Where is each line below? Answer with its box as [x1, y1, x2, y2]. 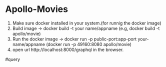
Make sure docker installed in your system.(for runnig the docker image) [12, 20, 161, 26]
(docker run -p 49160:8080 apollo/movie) [45, 41, 131, 47]
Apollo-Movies [5, 3, 68, 15]
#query [5, 56, 20, 62]
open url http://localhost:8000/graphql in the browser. [12, 46, 124, 52]
